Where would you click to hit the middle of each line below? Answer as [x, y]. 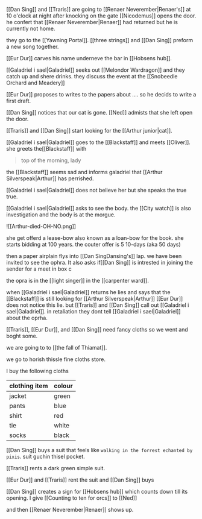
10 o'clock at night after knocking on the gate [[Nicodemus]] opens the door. [101, 16]
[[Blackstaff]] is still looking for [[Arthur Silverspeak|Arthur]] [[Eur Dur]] [95, 299]
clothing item [29, 386]
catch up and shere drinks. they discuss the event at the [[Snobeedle [92, 76]
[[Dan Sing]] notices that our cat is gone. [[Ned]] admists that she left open [99, 112]
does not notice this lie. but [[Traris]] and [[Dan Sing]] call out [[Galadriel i [98, 305]
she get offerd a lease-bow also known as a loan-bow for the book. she [95, 238]
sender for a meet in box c [39, 269]
